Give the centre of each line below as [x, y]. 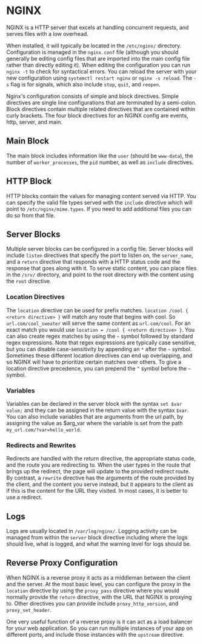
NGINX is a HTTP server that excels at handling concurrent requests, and [98, 27]
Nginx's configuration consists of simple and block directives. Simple [92, 96]
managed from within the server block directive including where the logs [97, 538]
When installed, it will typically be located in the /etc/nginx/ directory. [94, 46]
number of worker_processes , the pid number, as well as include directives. [100, 162]
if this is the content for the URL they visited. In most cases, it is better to [97, 491]
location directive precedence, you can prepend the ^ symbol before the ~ [99, 368]
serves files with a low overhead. [48, 33]
